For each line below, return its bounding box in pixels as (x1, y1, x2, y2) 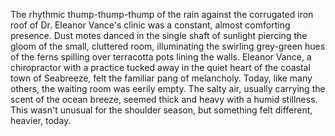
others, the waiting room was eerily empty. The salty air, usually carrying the (10, 83, 326, 94)
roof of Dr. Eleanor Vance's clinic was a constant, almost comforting (10, 19, 291, 31)
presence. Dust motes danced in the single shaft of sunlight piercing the (10, 30, 308, 41)
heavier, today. (10, 115, 72, 126)
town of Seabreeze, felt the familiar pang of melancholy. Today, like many (10, 72, 313, 84)
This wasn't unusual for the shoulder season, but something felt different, (10, 104, 313, 116)
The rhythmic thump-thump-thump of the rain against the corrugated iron (10, 9, 314, 20)
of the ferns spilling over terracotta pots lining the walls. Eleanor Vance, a (10, 51, 312, 63)
